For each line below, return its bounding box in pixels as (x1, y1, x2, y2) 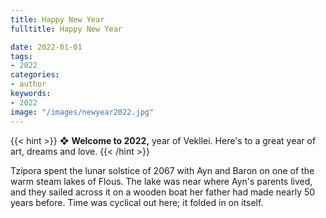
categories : (10, 70, 60, 80)
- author (10, 79, 47, 90)
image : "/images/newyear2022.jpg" (10, 107, 155, 117)
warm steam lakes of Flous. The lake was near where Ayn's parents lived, (10, 175, 313, 187)
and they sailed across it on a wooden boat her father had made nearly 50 (10, 186, 316, 198)
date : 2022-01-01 (10, 42, 83, 52)
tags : (10, 51, 33, 61)
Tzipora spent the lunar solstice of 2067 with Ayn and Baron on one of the (10, 164, 315, 176)
